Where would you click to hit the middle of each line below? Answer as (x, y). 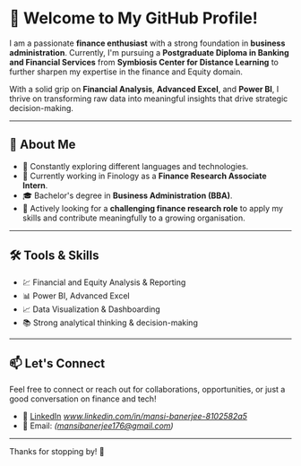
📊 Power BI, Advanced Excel (76, 296)
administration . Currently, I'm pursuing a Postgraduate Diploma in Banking (149, 52)
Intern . (35, 185)
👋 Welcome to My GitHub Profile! (133, 18)
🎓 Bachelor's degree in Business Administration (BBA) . (127, 195)
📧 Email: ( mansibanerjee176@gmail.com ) (98, 426)
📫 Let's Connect (57, 363)
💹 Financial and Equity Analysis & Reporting (104, 282)
